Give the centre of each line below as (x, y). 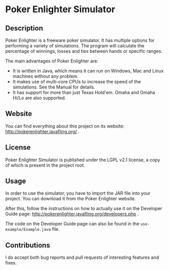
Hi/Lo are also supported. (39, 98)
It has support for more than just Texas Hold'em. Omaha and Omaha (84, 92)
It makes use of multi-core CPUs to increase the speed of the (77, 82)
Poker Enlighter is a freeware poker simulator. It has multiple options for (80, 40)
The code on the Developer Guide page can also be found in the (72, 224)
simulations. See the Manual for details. (54, 87)
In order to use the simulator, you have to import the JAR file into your (78, 193)
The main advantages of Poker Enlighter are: (52, 61)
